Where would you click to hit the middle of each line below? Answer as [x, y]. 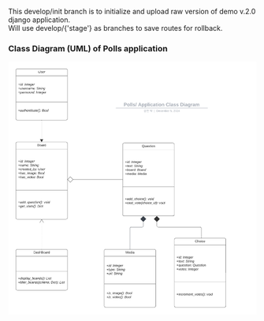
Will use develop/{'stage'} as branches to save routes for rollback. [115, 28]
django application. [39, 20]
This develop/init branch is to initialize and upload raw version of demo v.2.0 [132, 11]
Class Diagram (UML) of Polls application [88, 48]
